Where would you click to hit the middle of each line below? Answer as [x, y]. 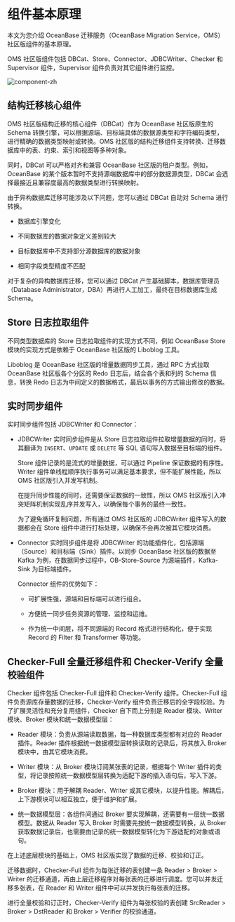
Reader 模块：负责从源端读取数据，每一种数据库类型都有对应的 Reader [120, 735]
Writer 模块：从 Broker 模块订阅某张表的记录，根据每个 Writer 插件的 [116, 767]
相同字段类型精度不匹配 [51, 266]
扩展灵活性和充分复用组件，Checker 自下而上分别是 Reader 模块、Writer [118, 711]
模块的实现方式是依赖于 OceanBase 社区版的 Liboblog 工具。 [95, 349]
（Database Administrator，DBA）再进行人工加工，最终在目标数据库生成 [112, 289]
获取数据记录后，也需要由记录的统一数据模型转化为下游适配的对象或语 [119, 831]
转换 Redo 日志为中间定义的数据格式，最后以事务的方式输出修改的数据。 [124, 382]
